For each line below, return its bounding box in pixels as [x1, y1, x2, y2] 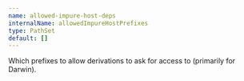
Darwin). [8, 65, 37, 75]
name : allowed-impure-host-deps [8, 11, 116, 20]
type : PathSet [8, 26, 56, 34]
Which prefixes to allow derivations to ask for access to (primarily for [8, 56, 236, 66]
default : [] [8, 34, 48, 43]
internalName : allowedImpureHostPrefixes [8, 19, 149, 27]
